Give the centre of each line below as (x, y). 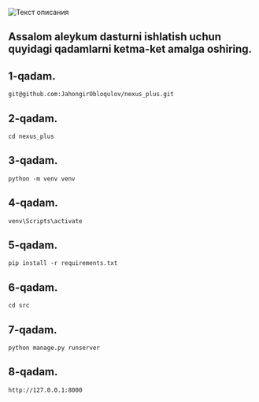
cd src (19, 306)
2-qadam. (33, 118)
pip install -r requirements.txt (63, 263)
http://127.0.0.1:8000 (45, 390)
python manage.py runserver (54, 348)
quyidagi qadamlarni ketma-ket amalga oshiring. (130, 49)
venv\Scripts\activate (45, 221)
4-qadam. (33, 203)
